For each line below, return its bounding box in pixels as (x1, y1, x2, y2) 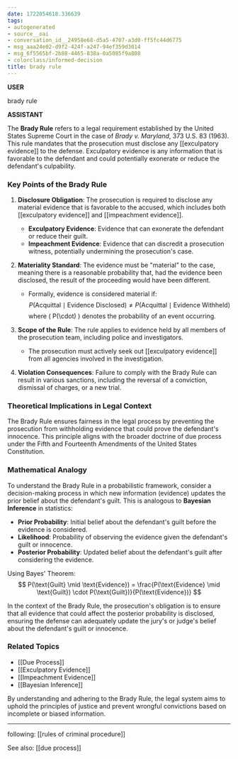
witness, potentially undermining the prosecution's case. (28, 246, 193, 256)
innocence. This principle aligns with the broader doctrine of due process (7, 432, 222, 441)
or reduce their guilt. (28, 231, 89, 240)
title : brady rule (7, 63, 62, 70)
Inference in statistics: (7, 503, 73, 512)
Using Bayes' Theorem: (7, 569, 76, 577)
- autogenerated (7, 23, 55, 31)
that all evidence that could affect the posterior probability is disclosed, (7, 608, 215, 618)
